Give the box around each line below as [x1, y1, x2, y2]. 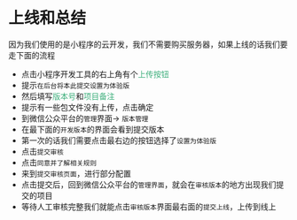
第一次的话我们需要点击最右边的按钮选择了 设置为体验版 [20, 134, 217, 146]
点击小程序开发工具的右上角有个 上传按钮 [20, 68, 169, 80]
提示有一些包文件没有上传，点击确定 [20, 102, 154, 112]
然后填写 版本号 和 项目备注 [20, 90, 115, 102]
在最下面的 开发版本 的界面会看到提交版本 [20, 124, 165, 134]
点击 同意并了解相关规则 [20, 156, 97, 168]
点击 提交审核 [20, 146, 64, 156]
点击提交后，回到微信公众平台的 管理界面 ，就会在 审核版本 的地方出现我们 [20, 178, 277, 190]
